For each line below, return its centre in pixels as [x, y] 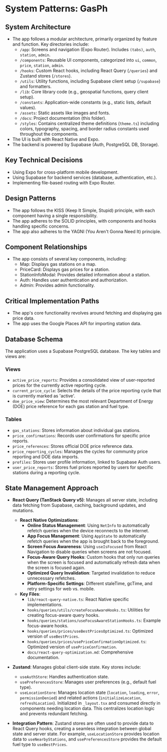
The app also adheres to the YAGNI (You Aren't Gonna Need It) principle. [87, 231]
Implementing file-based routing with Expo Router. [64, 182]
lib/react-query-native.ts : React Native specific [78, 599]
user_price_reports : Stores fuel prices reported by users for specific [83, 467]
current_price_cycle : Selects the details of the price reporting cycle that [87, 391]
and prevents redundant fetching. [54, 714]
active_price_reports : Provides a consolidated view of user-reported [83, 380]
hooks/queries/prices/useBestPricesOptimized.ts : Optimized [90, 631]
